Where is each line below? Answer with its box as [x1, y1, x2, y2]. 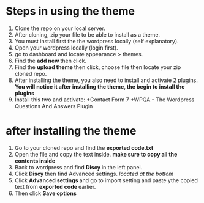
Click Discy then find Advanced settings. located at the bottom [14, 170, 174, 177]
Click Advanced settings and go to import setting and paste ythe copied [14, 176, 198, 184]
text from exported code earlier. [14, 183, 96, 190]
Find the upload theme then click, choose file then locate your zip [14, 63, 181, 71]
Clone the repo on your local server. [14, 24, 105, 32]
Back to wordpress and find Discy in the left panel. [14, 163, 143, 171]
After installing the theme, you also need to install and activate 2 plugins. [14, 76, 198, 84]
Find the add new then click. [14, 57, 87, 64]
